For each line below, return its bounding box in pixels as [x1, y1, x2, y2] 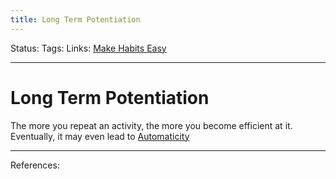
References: [10, 159, 60, 171]
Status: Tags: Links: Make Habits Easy [10, 42, 167, 54]
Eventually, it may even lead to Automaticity [10, 130, 190, 142]
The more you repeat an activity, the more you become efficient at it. [10, 119, 293, 131]
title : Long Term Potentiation [10, 14, 141, 25]
